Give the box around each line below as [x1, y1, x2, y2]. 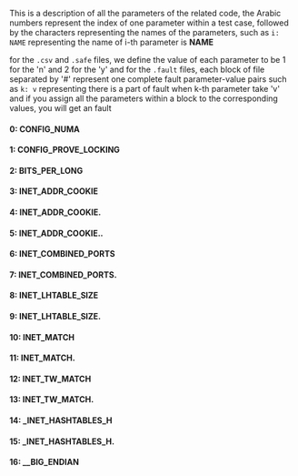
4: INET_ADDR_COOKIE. [9, 207, 102, 218]
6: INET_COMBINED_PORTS [9, 248, 115, 259]
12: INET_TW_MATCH [9, 373, 92, 384]
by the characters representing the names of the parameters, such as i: [9, 27, 280, 37]
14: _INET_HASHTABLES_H [9, 414, 113, 426]
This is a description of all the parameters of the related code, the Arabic [9, 8, 282, 18]
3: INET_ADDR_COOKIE [9, 186, 98, 197]
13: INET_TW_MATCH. [9, 394, 94, 405]
